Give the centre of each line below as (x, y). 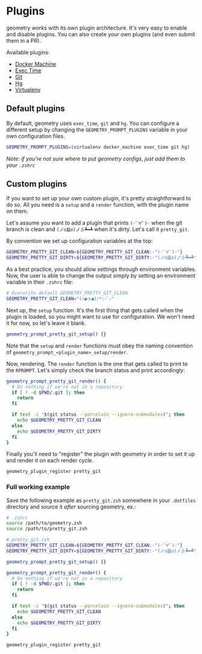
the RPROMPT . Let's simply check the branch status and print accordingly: (96, 370)
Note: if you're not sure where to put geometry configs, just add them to (96, 159)
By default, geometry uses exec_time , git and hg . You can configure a (93, 123)
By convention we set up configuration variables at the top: (80, 241)
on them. (17, 211)
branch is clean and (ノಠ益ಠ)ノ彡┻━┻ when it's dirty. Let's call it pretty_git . (98, 229)
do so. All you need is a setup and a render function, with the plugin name (97, 205)
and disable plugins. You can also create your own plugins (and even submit (101, 34)
